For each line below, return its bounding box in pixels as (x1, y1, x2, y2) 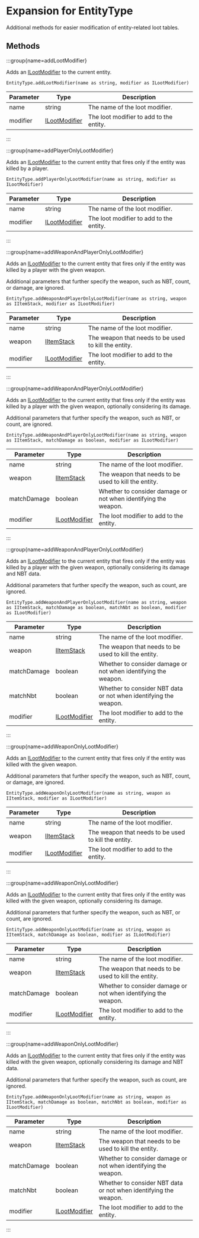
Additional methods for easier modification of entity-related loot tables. (6, 24, 179, 31)
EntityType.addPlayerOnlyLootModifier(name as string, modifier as (6, 176, 176, 182)
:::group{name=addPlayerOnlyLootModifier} (6, 147, 114, 154)
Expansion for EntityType (6, 4, 133, 18)
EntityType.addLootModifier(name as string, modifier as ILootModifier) (6, 80, 190, 86)
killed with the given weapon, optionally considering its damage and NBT (6, 1058, 184, 1065)
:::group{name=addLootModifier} (6, 57, 88, 64)
